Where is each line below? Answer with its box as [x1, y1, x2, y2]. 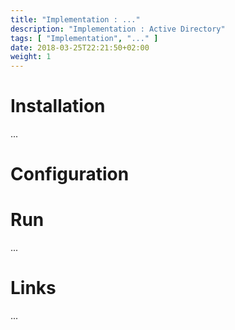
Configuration [10, 163, 130, 186]
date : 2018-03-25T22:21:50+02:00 [10, 42, 150, 53]
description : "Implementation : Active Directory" [10, 24, 226, 34]
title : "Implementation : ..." [10, 14, 141, 25]
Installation [10, 95, 106, 118]
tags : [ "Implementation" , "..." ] [10, 33, 159, 43]
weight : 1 [10, 52, 52, 62]
